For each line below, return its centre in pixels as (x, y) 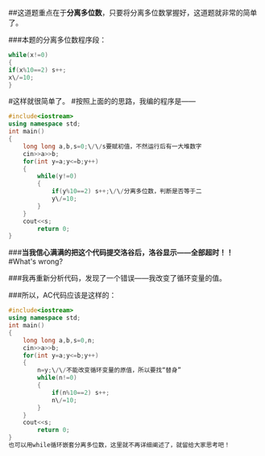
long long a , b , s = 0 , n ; (59, 340)
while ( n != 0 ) (58, 378)
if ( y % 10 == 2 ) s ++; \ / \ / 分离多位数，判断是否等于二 (126, 191)
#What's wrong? (35, 261)
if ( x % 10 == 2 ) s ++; (37, 70)
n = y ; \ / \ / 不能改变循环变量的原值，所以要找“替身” (109, 370)
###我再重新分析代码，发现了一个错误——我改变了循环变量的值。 (118, 278)
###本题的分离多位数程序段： (58, 40)
